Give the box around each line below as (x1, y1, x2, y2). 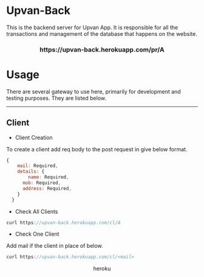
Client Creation (15, 134, 53, 141)
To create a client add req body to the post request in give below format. (6, 145, 188, 152)
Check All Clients (15, 208, 58, 215)
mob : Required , (22, 180, 61, 186)
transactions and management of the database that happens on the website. (6, 30, 197, 37)
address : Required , (22, 185, 72, 191)
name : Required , (28, 174, 69, 180)
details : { (17, 168, 45, 175)
